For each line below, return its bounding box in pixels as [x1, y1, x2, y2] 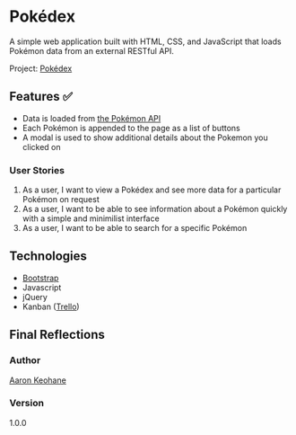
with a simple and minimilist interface [22, 213, 160, 224]
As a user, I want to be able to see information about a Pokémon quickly [22, 204, 288, 215]
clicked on [22, 141, 61, 152]
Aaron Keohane [9, 375, 67, 386]
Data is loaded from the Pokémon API [22, 112, 161, 123]
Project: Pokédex [9, 63, 73, 74]
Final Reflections [9, 327, 105, 342]
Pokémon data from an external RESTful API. [9, 45, 175, 56]
